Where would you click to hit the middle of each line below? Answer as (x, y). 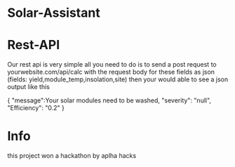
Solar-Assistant (54, 13)
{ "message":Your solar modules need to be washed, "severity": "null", (109, 100)
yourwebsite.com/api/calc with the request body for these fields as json (111, 72)
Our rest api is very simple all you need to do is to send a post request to (112, 65)
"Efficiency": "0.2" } (36, 108)
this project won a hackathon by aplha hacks (72, 156)
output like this (29, 87)
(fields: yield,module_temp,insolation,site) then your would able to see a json (118, 79)
